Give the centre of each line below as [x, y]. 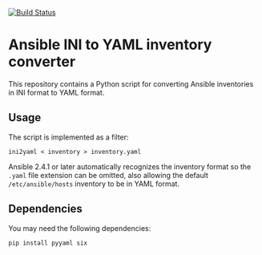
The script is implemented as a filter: [69, 137]
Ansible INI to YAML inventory [110, 45]
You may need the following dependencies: [80, 228]
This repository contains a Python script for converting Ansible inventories [131, 83]
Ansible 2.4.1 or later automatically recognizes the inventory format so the [130, 166]
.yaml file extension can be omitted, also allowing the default [108, 175]
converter [42, 62]
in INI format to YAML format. [56, 92]
